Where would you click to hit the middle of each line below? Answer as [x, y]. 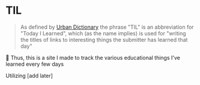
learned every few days [35, 64]
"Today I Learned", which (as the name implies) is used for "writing [103, 33]
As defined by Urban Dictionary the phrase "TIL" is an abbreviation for [107, 27]
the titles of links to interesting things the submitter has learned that [104, 40]
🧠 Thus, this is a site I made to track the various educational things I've [93, 57]
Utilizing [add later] [29, 75]
